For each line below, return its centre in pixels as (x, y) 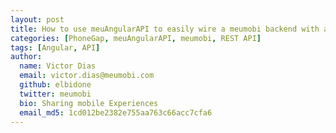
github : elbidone (55, 85)
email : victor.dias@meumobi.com (87, 76)
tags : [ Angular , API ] (55, 47)
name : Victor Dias (58, 66)
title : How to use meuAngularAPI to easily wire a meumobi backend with (165, 29)
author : (26, 57)
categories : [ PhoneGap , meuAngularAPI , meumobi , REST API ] (136, 38)
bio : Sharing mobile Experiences (89, 103)
